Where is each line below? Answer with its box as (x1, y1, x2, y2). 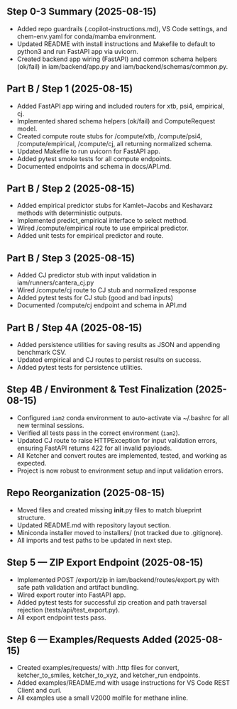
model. (16, 124, 38, 133)
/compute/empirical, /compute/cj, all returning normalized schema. (16, 139, 213, 148)
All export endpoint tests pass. (16, 613, 106, 622)
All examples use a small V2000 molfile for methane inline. (16, 693, 189, 702)
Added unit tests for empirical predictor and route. (16, 231, 164, 240)
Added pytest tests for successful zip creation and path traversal (16, 598, 207, 606)
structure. (16, 513, 46, 522)
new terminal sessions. (16, 421, 84, 429)
